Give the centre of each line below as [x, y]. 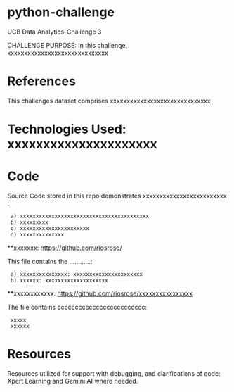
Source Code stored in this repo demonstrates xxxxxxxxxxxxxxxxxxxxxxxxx [117, 196]
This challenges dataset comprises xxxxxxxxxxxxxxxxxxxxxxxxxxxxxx [109, 101]
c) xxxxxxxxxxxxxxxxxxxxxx [50, 229]
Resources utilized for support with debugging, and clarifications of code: [114, 373]
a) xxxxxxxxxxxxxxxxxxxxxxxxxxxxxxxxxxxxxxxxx [80, 216]
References [41, 81]
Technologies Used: [67, 129]
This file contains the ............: [50, 261]
